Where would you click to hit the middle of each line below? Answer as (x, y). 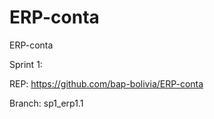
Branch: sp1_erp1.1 (46, 103)
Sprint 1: (26, 64)
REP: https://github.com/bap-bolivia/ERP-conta (106, 83)
